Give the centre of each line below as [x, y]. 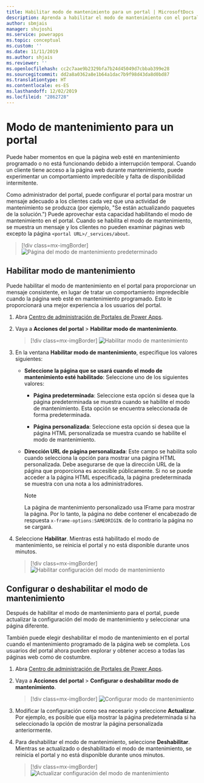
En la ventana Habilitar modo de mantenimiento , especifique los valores [106, 352]
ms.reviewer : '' [27, 63]
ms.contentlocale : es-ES [38, 86]
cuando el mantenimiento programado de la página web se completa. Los [98, 644]
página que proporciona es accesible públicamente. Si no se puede [108, 470]
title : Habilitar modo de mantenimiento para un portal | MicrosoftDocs [100, 12]
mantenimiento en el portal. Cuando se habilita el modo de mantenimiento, [99, 221]
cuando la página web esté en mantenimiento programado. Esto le [89, 299]
